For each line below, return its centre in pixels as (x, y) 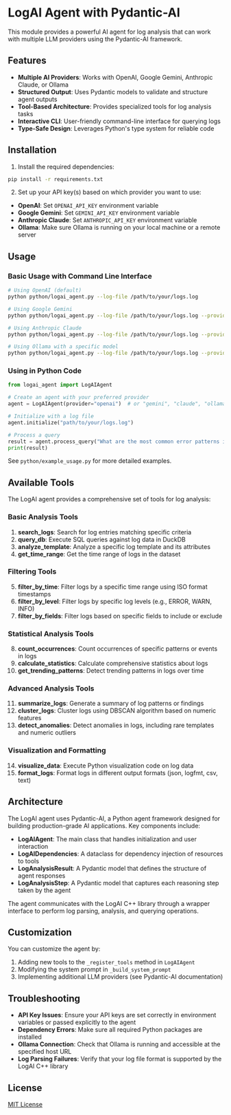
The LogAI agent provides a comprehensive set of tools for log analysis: (109, 499)
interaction (33, 846)
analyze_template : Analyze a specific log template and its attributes (114, 546)
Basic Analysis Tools (43, 517)
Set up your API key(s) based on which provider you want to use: (109, 192)
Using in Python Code (45, 371)
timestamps (34, 594)
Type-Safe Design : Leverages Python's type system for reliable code (116, 128)
